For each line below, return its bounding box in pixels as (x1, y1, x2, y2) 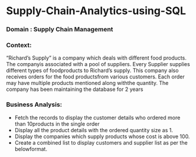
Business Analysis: (6, 100, 63, 109)
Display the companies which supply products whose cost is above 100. (14, 133, 190, 140)
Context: (6, 41, 32, 50)
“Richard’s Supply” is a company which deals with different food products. (6, 54, 187, 61)
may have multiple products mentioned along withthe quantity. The (6, 80, 169, 87)
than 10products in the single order (14, 120, 100, 127)
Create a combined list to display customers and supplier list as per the (14, 139, 188, 146)
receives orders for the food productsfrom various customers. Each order (6, 73, 185, 80)
